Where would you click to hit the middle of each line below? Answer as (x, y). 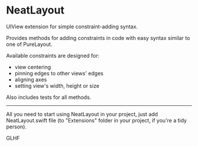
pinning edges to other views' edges (59, 73)
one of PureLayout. (29, 44)
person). (16, 127)
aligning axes (31, 79)
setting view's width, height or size (57, 85)
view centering (33, 67)
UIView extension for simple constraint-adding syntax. (72, 26)
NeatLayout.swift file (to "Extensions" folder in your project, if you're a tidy (97, 120)
